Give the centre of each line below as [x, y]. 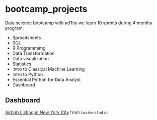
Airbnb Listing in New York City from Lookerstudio [56, 112]
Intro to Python [28, 74]
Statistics [22, 64]
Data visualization [31, 58]
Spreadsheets [27, 38]
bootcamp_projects [46, 9]
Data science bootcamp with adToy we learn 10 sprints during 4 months [79, 23]
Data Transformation [33, 53]
